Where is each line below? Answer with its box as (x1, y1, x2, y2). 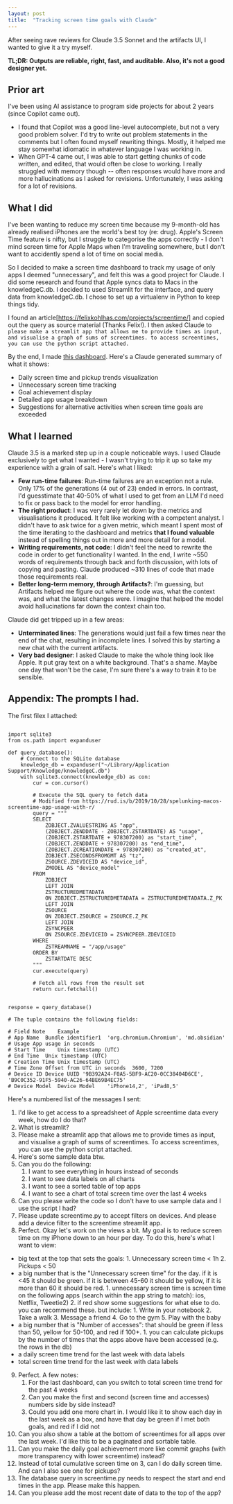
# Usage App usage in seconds (8, 1040, 96, 1047)
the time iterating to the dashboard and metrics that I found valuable (17, 528, 215, 536)
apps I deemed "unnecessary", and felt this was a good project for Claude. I (8, 271, 225, 279)
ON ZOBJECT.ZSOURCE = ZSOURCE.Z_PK (44, 913, 148, 920)
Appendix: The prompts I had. (8, 693, 139, 705)
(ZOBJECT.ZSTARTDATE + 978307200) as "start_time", (44, 834, 198, 841)
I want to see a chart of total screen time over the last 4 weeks (28, 1189, 207, 1198)
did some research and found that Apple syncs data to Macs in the (8, 278, 198, 286)
